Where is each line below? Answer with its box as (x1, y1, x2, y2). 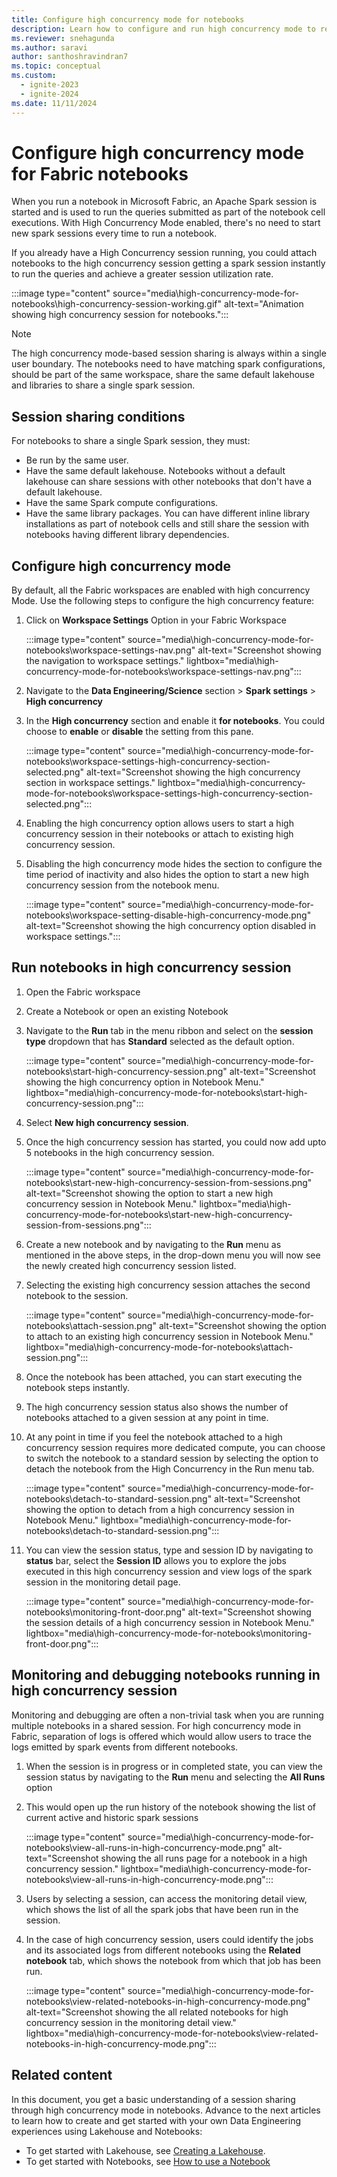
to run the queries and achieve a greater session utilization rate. (11, 268, 274, 280)
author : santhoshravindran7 (11, 52, 129, 62)
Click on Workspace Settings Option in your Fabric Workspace (25, 614, 287, 626)
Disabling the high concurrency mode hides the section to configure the (25, 858, 323, 870)
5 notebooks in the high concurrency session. (25, 1146, 215, 1158)
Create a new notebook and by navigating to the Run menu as (25, 1238, 282, 1250)
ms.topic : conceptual (11, 61, 102, 71)
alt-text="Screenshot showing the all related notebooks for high (25, 2006, 289, 2018)
